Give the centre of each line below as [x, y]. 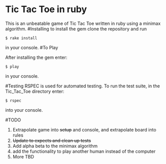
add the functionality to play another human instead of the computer [84, 151]
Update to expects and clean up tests [52, 140]
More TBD [23, 156]
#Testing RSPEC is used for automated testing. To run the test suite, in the [82, 86]
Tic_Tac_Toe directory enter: [35, 91]
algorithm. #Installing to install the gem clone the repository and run [76, 28]
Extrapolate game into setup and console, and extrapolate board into [84, 129]
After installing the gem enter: [36, 57]
